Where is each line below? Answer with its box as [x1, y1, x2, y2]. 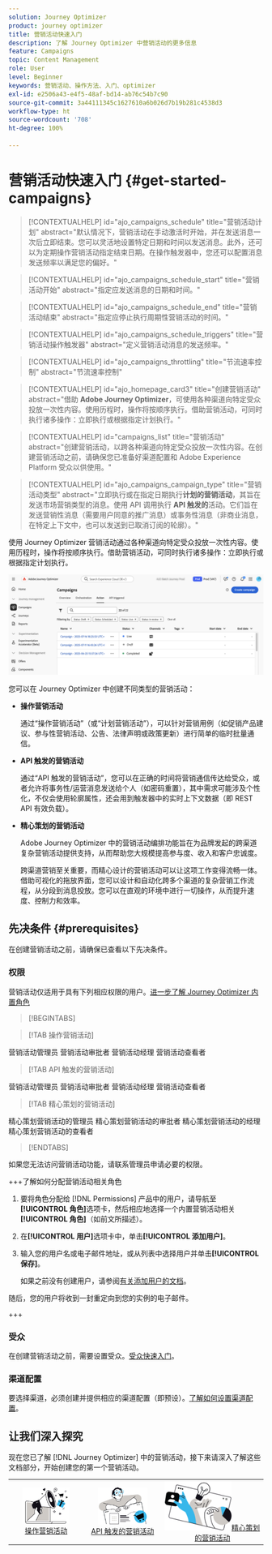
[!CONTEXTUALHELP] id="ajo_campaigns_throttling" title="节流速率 [28, 357, 255, 367]
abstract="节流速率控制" [40, 367, 123, 376]
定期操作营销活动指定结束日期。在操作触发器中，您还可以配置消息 [42, 247, 263, 257]
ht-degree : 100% [8, 124, 63, 133]
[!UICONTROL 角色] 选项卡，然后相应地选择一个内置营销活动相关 [19, 1204, 236, 1213]
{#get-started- [125, 171, 227, 190]
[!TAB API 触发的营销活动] [28, 1064, 115, 1074]
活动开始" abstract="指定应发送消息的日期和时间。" [28, 285, 201, 294]
